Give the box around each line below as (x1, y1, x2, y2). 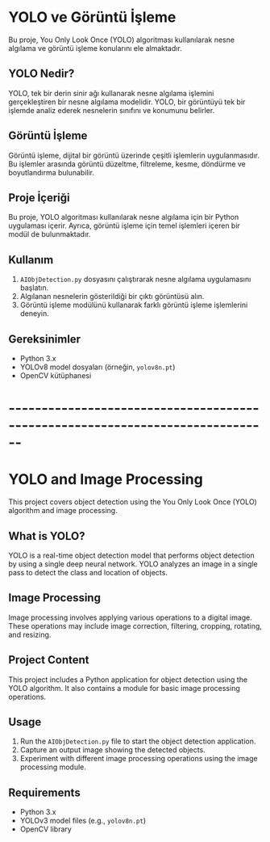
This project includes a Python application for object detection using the (8, 675, 248, 684)
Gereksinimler (8, 332, 81, 346)
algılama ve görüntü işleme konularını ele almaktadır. (8, 43, 183, 53)
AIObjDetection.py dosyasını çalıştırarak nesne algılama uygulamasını (19, 275, 251, 284)
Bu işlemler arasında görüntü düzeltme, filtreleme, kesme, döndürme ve (8, 158, 246, 169)
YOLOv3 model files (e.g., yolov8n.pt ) (19, 816, 147, 826)
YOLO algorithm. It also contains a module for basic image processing (8, 683, 240, 693)
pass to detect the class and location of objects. (8, 567, 168, 577)
